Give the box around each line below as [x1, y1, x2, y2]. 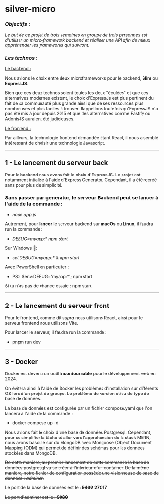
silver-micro [5, 3, 56, 15]
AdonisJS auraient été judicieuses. [5, 116, 75, 122]
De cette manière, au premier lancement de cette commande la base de [5, 460, 150, 465]
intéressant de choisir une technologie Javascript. [5, 140, 106, 146]
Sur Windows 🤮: [5, 245, 38, 251]
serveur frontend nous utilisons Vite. [5, 320, 78, 326]
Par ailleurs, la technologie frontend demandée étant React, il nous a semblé [5, 134, 159, 140]
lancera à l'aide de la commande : [5, 410, 73, 416]
